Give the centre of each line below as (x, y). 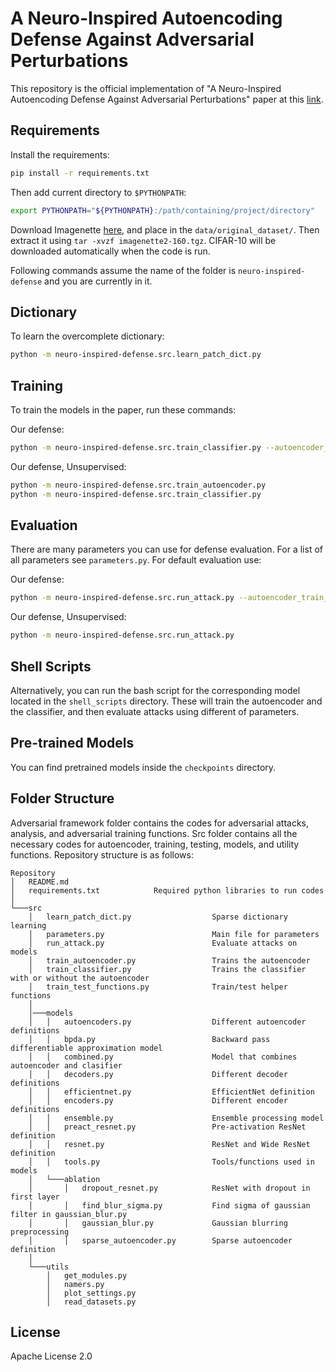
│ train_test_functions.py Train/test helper (158, 987)
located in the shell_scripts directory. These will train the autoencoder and (166, 701)
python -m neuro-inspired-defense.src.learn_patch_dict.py (136, 355)
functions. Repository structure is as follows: (102, 854)
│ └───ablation (64, 1179)
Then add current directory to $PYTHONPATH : (98, 192)
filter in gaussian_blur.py (69, 1214)
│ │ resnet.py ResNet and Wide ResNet (169, 1144)
